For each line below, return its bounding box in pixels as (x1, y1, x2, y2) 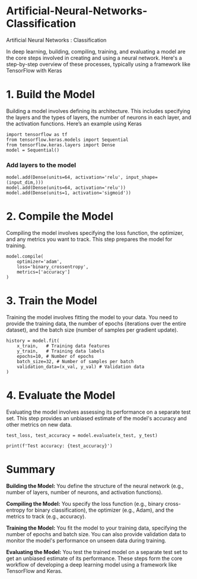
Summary (6, 462, 55, 476)
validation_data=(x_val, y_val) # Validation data (17, 364, 145, 370)
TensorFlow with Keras (6, 67, 62, 74)
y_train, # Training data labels (17, 348, 105, 354)
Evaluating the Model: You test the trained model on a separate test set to (6, 548, 188, 555)
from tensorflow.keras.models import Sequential (6, 137, 129, 143)
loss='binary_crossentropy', (17, 264, 89, 270)
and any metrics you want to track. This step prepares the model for (6, 236, 173, 243)
